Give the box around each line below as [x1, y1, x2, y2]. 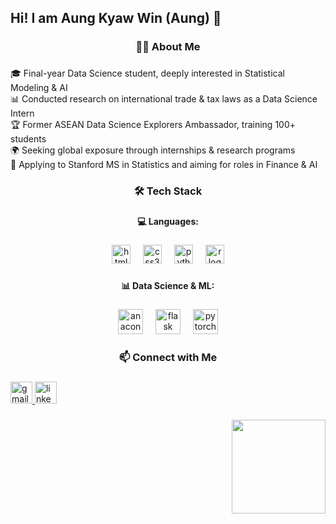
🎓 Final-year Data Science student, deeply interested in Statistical [10, 67, 285, 80]
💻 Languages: [137, 216, 199, 228]
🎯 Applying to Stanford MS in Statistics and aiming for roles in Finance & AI [10, 159, 318, 171]
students [10, 133, 47, 145]
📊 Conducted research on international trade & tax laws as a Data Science [10, 93, 318, 105]
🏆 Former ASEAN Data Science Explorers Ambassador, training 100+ [10, 119, 297, 131]
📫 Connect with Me [118, 350, 218, 364]
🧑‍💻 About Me [135, 40, 201, 54]
